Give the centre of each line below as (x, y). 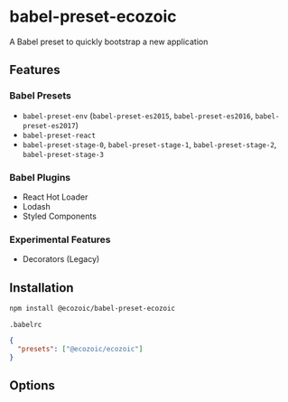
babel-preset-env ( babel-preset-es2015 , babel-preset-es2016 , (138, 116)
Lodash (37, 206)
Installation (42, 288)
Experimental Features (60, 239)
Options (33, 385)
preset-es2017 (49, 126)
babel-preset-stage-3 (63, 154)
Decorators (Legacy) (61, 259)
